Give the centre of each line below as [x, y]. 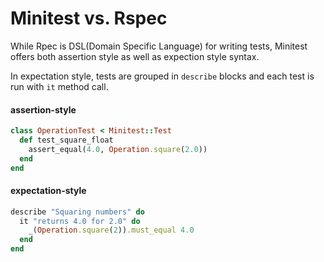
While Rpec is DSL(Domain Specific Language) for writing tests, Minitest [159, 46]
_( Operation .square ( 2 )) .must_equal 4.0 [111, 230]
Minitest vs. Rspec [89, 18]
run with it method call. [59, 86]
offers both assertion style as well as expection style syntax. [135, 56]
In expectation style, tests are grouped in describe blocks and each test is [162, 76]
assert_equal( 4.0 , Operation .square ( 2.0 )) [118, 149]
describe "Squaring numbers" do [77, 212]
